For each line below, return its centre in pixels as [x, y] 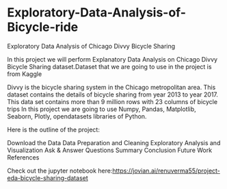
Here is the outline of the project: [54, 129]
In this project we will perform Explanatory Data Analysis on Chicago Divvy [112, 59]
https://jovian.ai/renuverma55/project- [166, 171]
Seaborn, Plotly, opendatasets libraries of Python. [77, 116]
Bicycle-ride [43, 27]
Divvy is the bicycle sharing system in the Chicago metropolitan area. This [111, 87]
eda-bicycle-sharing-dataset [48, 178]
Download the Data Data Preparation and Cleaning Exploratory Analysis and [114, 142]
